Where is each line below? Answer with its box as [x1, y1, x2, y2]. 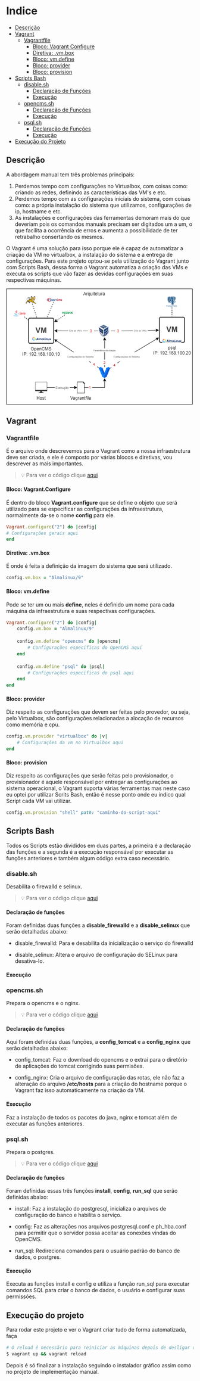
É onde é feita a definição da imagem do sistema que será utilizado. [6, 562, 173, 570]
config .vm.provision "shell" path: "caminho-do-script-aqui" [6, 810, 161, 816]
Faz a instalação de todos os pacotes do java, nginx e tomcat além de [6, 1113, 177, 1121]
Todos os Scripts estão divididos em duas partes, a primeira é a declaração [6, 842, 192, 849]
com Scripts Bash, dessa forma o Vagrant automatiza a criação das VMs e [6, 263, 188, 270]
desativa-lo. [14, 957, 45, 965]
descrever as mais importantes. [6, 460, 83, 467]
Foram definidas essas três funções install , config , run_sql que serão [6, 1187, 178, 1195]
